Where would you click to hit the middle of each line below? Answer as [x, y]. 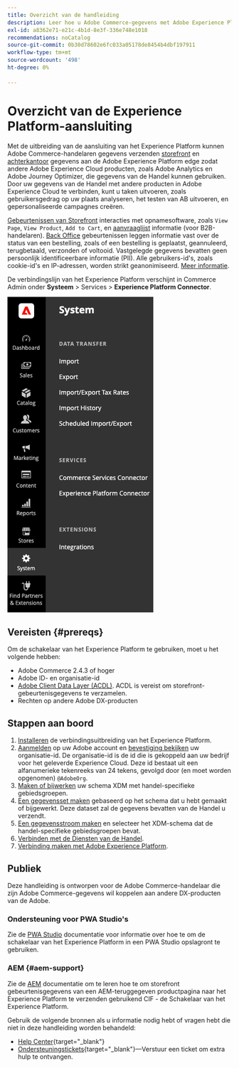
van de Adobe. [29, 901]
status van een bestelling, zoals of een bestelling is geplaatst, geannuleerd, [118, 242]
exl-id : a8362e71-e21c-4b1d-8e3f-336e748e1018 [78, 30]
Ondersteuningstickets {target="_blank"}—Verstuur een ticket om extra [121, 1049]
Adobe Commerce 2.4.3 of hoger [66, 671]
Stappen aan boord [51, 723]
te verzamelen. [105, 693]
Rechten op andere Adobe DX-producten [78, 701]
